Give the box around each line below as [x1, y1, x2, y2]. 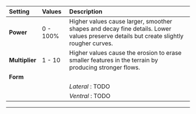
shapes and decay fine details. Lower [69, 25, 171, 33]
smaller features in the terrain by [69, 56, 159, 64]
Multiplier [9, 56, 37, 64]
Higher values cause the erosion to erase [69, 49, 182, 57]
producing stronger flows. [69, 64, 141, 71]
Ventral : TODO [69, 92, 111, 100]
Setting [9, 8, 30, 15]
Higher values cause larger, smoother [69, 18, 173, 25]
